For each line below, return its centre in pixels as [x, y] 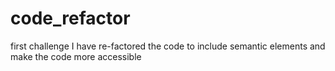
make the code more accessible [76, 56]
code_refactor [70, 18]
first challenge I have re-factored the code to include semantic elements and [168, 46]
